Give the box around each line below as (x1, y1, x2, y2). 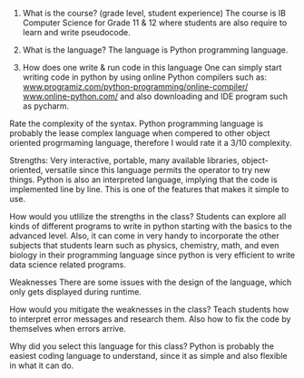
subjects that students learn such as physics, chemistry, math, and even (9, 240, 279, 250)
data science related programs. (9, 259, 127, 270)
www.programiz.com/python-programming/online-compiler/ (22, 82, 249, 92)
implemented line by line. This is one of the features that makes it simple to (9, 184, 289, 194)
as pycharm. (22, 101, 70, 111)
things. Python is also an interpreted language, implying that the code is (9, 174, 279, 185)
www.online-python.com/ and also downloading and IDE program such (22, 91, 289, 102)
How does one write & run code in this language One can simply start (22, 63, 282, 73)
